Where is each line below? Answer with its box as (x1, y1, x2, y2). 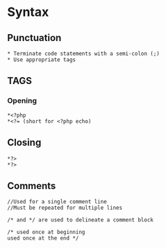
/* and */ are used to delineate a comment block (7, 217, 154, 224)
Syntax (7, 4, 49, 20)
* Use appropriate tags (7, 56, 76, 63)
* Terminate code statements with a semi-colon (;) (7, 50, 160, 57)
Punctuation (7, 32, 62, 44)
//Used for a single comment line (7, 199, 108, 206)
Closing (7, 137, 42, 149)
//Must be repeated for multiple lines (7, 204, 123, 212)
